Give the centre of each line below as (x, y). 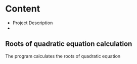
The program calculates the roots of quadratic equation (63, 56)
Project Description (33, 23)
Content (23, 9)
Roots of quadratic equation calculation (69, 44)
